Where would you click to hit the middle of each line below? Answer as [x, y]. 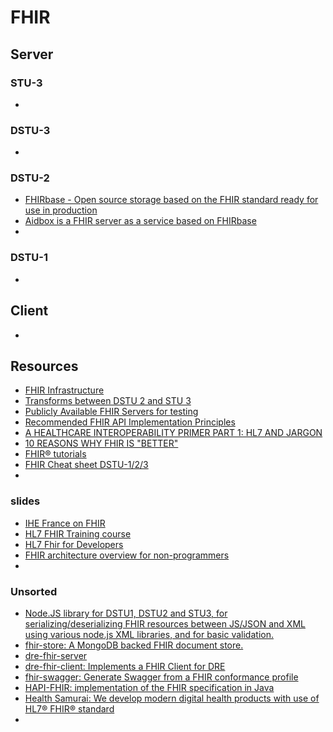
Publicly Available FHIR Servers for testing [111, 412]
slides [25, 501]
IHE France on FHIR [65, 523]
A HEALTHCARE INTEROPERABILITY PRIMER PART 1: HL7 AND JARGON [173, 433]
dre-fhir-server [56, 655]
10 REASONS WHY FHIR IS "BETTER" [101, 443]
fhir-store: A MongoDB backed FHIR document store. [134, 645]
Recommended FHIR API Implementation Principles [130, 422]
